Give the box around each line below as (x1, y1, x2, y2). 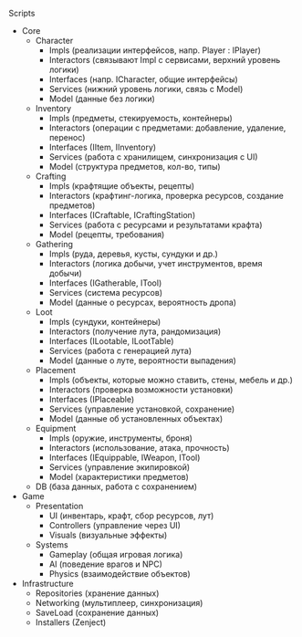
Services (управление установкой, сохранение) (48, 403, 235, 414)
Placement (35, 365, 77, 375)
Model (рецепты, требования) (48, 229, 165, 240)
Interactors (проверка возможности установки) (48, 384, 234, 395)
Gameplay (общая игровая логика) (48, 549, 183, 559)
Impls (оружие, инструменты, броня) (48, 433, 193, 444)
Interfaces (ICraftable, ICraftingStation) (48, 210, 196, 220)
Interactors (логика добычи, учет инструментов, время (48, 258, 263, 268)
